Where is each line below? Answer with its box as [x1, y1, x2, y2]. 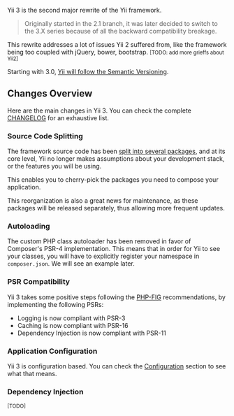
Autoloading [7, 222, 50, 231]
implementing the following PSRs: [7, 300, 104, 308]
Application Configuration [7, 346, 98, 356]
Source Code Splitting [7, 131, 84, 141]
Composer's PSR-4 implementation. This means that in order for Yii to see [7, 245, 221, 253]
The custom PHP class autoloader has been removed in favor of [7, 237, 191, 245]
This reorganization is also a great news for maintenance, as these [7, 196, 198, 205]
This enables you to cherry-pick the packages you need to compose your [7, 175, 219, 184]
